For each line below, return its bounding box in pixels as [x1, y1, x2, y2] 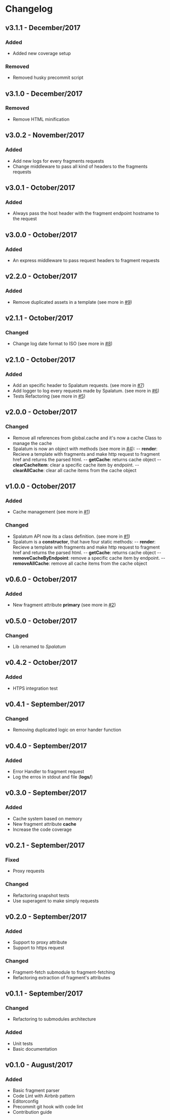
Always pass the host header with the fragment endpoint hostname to [12, 210, 159, 217]
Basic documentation [12, 1046, 58, 1052]
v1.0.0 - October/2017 [5, 482, 76, 491]
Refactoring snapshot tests [12, 892, 70, 898]
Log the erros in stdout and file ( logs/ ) [12, 774, 93, 780]
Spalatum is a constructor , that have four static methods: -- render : [12, 538, 156, 544]
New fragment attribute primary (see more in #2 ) [12, 602, 116, 608]
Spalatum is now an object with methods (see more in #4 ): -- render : [12, 446, 158, 452]
